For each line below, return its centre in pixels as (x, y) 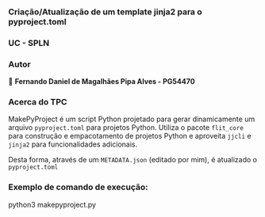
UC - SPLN (29, 43)
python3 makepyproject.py (52, 204)
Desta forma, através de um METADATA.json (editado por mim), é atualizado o (133, 160)
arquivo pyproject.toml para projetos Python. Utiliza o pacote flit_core (126, 128)
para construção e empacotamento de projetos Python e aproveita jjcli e (130, 136)
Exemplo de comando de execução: (78, 187)
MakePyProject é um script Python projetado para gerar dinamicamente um (132, 119)
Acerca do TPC (38, 102)
